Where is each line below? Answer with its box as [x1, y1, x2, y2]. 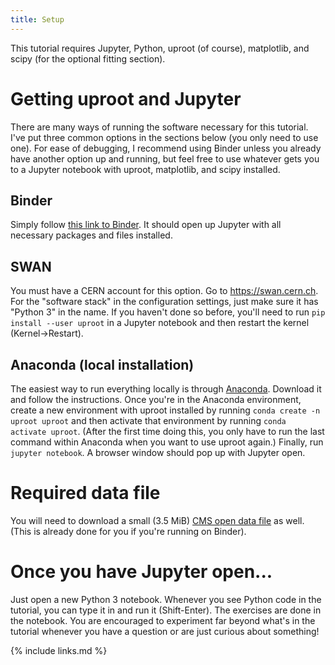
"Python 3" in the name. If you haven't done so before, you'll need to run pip [10, 306, 326, 318]
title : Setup [10, 14, 65, 25]
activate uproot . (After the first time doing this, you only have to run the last [10, 426, 325, 437]
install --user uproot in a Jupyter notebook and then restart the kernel [10, 317, 310, 329]
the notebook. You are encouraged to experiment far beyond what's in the [10, 614, 316, 626]
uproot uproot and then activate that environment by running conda [10, 415, 287, 426]
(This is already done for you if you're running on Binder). [10, 525, 247, 537]
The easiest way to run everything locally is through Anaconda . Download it [10, 383, 322, 395]
